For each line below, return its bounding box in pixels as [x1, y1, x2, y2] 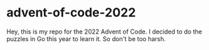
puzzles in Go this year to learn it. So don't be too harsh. [6, 34, 166, 42]
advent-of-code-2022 [6, 5, 136, 21]
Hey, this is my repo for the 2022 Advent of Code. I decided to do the [6, 27, 202, 36]
